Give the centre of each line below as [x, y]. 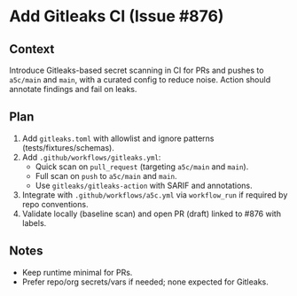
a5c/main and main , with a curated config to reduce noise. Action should [140, 80]
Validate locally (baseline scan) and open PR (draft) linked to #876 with [152, 214]
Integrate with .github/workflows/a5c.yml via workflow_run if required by [155, 195]
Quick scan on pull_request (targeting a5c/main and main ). [142, 167]
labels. [34, 222]
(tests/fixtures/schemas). [68, 147]
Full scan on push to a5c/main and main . [106, 175]
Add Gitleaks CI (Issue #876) [117, 16]
